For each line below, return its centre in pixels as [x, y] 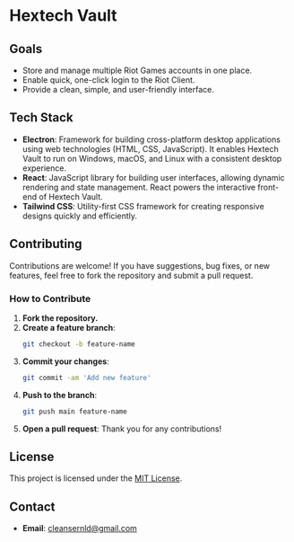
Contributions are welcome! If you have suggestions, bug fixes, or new [140, 265]
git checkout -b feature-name [79, 344]
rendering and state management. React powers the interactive [139, 187]
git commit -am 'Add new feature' [86, 378]
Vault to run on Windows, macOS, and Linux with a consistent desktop [152, 158]
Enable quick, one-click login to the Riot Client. [108, 80]
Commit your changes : [65, 361]
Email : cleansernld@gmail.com [79, 529]
